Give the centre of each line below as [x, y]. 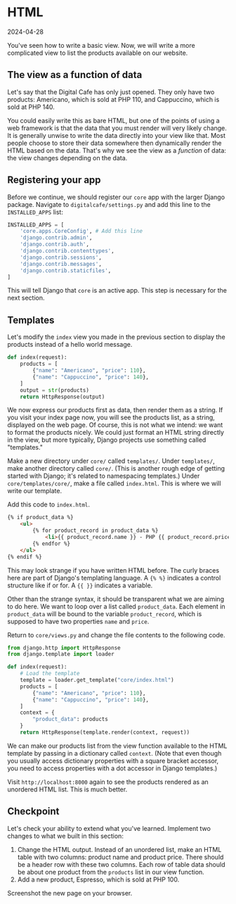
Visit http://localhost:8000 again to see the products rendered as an [108, 782]
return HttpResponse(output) [63, 397]
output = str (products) [55, 390]
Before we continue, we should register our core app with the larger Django [116, 197]
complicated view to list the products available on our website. [98, 53]
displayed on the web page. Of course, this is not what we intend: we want [115, 425]
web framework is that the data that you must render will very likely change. [117, 128]
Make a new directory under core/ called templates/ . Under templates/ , [111, 461]
